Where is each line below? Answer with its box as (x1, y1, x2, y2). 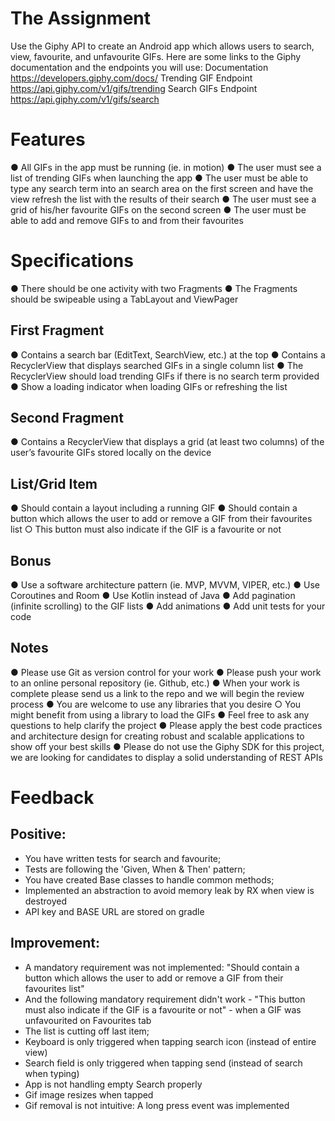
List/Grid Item (10, 475, 98, 492)
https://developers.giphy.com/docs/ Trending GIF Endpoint (10, 72, 253, 84)
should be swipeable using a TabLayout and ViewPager (10, 293, 239, 305)
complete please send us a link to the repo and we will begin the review (10, 687, 305, 699)
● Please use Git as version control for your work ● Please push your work (10, 666, 322, 678)
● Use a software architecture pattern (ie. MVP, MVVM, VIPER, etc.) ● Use (10, 579, 321, 591)
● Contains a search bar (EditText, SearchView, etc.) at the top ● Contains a (10, 348, 326, 361)
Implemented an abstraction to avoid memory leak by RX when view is (24, 884, 315, 896)
